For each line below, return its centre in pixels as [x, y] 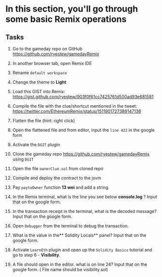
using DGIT [23, 159]
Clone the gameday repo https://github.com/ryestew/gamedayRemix [81, 154]
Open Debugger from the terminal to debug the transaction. [71, 226]
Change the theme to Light [39, 82]
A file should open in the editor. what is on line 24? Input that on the [80, 264]
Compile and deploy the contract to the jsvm [57, 178]
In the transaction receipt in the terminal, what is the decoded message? [84, 211]
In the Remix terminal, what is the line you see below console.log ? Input [85, 197]
